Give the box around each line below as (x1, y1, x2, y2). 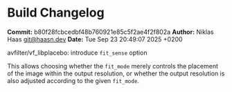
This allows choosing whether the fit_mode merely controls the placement (7, 62, 219, 70)
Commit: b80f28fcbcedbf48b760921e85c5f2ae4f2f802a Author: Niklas (7, 28, 215, 36)
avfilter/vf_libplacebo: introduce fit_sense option (7, 48, 148, 57)
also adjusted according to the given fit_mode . (7, 76, 140, 84)
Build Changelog (7, 5, 105, 21)
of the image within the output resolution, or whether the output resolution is (7, 69, 225, 77)
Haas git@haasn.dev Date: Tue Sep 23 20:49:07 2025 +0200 (7, 35, 183, 43)
